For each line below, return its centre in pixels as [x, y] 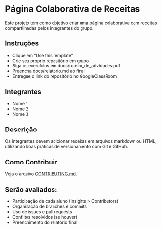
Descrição [21, 129]
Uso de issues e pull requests [42, 212]
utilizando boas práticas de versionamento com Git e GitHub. [67, 147]
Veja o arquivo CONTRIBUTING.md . [41, 174]
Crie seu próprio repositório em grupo [51, 61]
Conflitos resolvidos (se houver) [45, 217]
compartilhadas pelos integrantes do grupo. [50, 28]
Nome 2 [20, 109]
